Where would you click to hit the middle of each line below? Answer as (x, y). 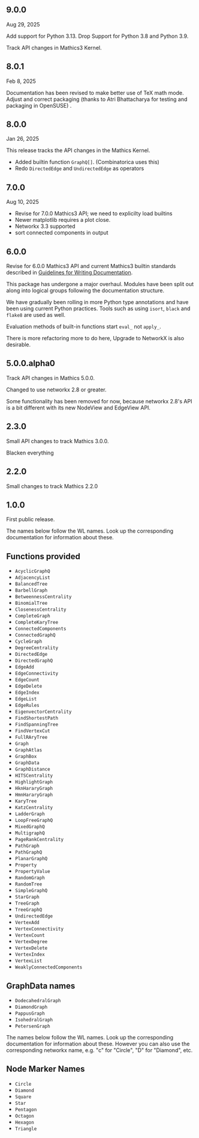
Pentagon (26, 1109)
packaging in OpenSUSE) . (39, 105)
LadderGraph (30, 814)
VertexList (28, 961)
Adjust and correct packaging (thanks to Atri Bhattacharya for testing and (97, 99)
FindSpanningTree (37, 725)
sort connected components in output (62, 233)
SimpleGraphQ (31, 891)
